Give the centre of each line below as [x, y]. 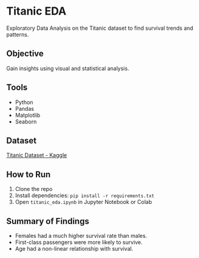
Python [24, 102]
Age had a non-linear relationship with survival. [74, 249]
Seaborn [26, 121]
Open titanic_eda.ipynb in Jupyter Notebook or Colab [83, 202]
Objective [25, 54]
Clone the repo [34, 189]
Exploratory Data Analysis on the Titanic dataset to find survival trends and [100, 28]
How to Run [29, 174]
